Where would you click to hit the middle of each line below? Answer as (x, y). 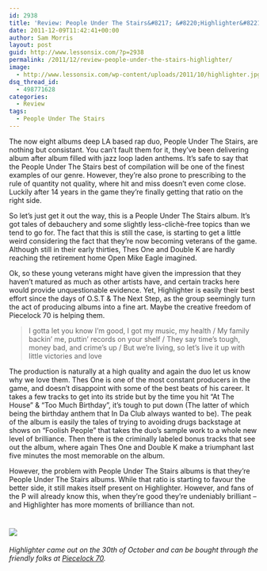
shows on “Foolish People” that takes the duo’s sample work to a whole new (133, 430)
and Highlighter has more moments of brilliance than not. (102, 504)
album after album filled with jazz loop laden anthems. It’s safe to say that (129, 158)
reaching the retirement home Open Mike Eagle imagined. (103, 258)
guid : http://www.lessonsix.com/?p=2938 (77, 52)
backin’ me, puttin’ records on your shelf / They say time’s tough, (134, 339)
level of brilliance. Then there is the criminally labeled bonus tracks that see (132, 439)
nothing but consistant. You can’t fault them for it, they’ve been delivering (129, 149)
